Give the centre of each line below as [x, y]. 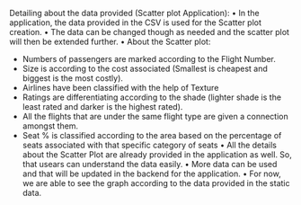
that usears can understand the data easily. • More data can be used [150, 164]
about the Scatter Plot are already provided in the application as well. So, [157, 155]
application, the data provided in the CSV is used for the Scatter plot [136, 22]
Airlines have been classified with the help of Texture [120, 88]
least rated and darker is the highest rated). [102, 107]
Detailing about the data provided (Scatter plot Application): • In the [134, 13]
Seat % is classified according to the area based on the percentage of [152, 135]
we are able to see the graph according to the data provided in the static [156, 183]
